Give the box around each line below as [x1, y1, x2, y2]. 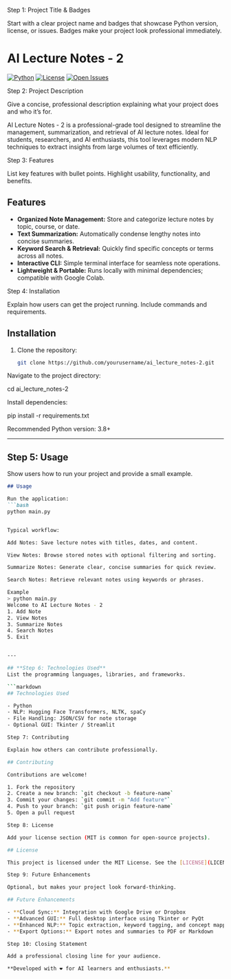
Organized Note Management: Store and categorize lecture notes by [16, 215, 214, 223]
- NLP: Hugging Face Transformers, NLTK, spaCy [7, 709, 146, 716]
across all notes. [16, 251, 64, 260]
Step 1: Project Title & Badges [7, 6, 91, 14]
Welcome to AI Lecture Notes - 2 [7, 601, 103, 608]
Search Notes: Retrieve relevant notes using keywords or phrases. [7, 577, 205, 584]
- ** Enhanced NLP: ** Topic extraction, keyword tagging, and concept [7, 921, 211, 929]
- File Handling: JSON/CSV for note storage [7, 715, 137, 722]
